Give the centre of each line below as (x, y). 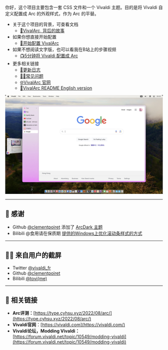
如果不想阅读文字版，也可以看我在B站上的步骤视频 (64, 49)
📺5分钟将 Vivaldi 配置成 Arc (49, 56)
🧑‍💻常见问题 (31, 76)
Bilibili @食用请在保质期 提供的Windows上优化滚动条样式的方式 (77, 233)
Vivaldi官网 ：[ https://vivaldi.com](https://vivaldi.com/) (69, 325)
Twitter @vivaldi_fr (31, 268)
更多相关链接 (25, 64)
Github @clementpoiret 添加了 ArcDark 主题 (57, 227)
